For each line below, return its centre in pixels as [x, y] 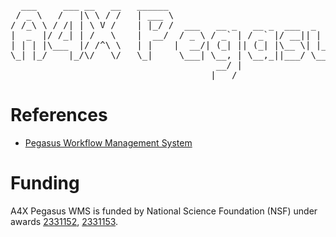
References [59, 115]
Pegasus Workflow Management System [108, 142]
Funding [45, 183]
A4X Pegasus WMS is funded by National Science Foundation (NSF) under [164, 211]
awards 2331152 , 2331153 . [64, 221]
